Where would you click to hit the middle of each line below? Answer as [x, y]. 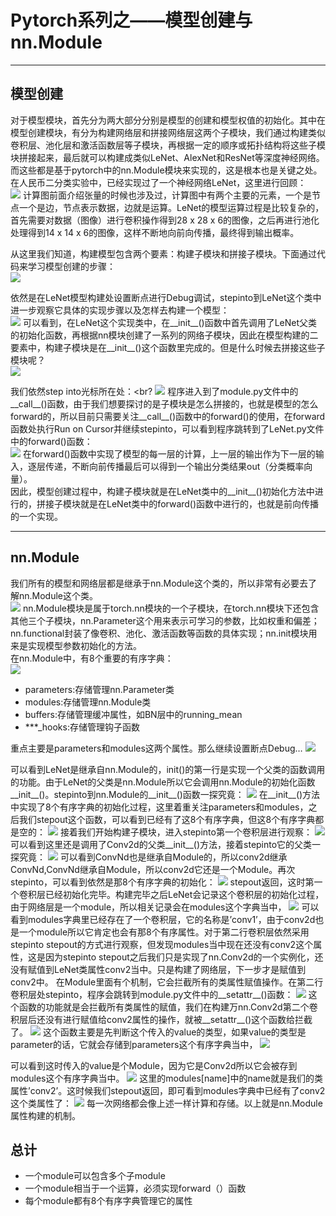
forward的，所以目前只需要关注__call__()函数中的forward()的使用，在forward [168, 416]
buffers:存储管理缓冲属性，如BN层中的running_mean [133, 714]
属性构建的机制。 [45, 1115]
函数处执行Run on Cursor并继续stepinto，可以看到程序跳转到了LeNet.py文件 [167, 428]
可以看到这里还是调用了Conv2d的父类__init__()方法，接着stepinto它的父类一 [166, 844]
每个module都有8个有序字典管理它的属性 [108, 1201]
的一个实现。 [36, 516]
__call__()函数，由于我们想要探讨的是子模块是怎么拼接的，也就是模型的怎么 [164, 403]
